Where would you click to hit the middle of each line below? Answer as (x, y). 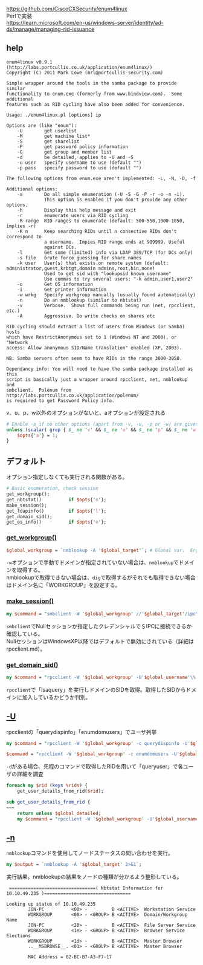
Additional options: (32, 189)
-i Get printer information (62, 290)
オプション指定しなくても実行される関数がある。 (67, 477)
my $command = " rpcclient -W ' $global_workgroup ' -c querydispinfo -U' (98, 743)
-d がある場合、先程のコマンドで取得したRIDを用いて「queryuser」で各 (95, 767)
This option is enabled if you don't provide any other (116, 200)
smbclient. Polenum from (39, 390)
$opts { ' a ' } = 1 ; (38, 435)
